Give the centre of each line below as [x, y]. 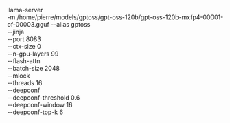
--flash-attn [24, 61]
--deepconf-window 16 [40, 105]
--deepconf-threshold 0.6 [44, 98]
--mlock [19, 76]
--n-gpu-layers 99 [33, 54]
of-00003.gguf [28, 24]
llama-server [25, 10]
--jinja [16, 32]
